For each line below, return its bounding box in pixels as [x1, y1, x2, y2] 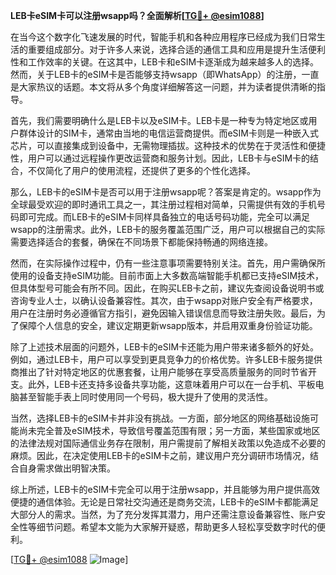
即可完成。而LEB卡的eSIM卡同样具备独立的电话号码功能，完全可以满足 [18, 211, 311, 223]
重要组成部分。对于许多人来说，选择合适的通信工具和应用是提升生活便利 [27, 44, 326, 55]
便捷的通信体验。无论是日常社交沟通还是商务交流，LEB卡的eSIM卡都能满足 [10, 496, 320, 508]
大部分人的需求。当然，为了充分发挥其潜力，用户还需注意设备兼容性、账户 [10, 509, 317, 520]
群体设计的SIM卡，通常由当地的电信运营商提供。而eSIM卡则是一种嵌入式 [18, 127, 319, 139]
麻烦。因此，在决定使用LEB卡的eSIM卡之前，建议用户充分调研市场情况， [10, 450, 311, 461]
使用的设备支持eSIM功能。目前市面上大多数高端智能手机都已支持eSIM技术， [10, 270, 325, 281]
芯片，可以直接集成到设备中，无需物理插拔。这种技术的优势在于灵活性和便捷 [10, 140, 326, 151]
